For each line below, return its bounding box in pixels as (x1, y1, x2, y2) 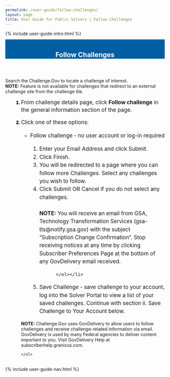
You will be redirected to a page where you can (39, 161, 158, 169)
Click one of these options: (21, 118, 89, 125)
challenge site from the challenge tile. (5, 89, 83, 95)
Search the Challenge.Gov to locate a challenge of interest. (5, 78, 128, 84)
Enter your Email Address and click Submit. (39, 145, 148, 152)
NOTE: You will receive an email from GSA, (39, 210, 148, 217)
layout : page (5, 12, 33, 17)
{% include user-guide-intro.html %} (5, 31, 81, 37)
